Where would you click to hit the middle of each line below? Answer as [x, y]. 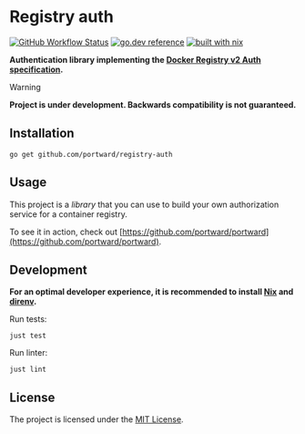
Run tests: [28, 319]
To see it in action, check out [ [66, 232]
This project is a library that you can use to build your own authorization [144, 204]
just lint [28, 370]
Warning [25, 87]
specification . [36, 69]
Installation [42, 134]
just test [28, 336]
